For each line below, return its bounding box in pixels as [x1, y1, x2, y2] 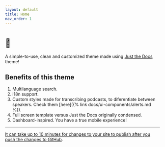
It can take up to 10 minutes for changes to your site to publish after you [5, 131, 151, 137]
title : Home [5, 12, 29, 17]
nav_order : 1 [5, 16, 32, 21]
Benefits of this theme [5, 73, 75, 81]
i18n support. [12, 91, 39, 97]
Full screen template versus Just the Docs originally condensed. [12, 112, 142, 118]
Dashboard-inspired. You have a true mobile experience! [12, 117, 127, 123]
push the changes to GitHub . [5, 137, 63, 143]
